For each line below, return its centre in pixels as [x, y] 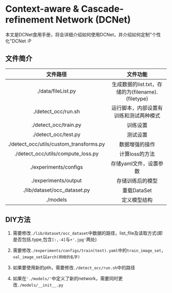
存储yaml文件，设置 [135, 163]
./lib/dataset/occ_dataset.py [57, 190]
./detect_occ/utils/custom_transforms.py [57, 144]
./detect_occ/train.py [57, 125]
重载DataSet [137, 190]
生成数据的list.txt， [135, 84]
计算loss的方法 [137, 154]
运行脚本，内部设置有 [137, 108]
